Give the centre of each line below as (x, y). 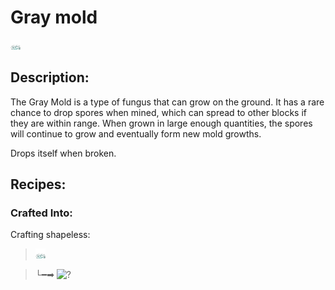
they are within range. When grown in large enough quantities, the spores (161, 123)
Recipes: (38, 184)
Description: (50, 77)
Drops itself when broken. (63, 153)
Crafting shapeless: (50, 235)
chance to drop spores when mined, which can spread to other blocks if (158, 112)
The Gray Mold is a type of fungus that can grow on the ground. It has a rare (167, 102)
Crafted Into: (41, 213)
